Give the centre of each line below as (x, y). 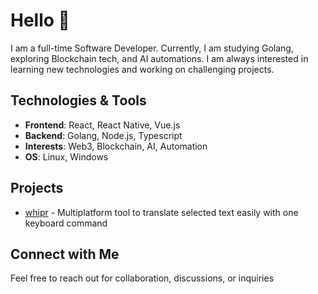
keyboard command (66, 223)
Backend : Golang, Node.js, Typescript (103, 135)
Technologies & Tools (78, 100)
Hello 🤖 (40, 20)
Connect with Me (65, 254)
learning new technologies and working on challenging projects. (142, 69)
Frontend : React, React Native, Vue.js (102, 125)
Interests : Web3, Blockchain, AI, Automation (116, 146)
